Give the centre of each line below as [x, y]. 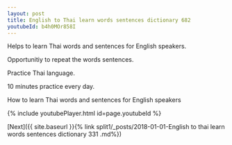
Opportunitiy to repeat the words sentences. [71, 60]
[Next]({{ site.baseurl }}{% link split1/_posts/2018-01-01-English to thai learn [116, 127]
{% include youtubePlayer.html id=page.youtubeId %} [84, 113]
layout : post [26, 14]
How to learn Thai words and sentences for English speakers [94, 100]
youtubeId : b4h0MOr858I [42, 26]
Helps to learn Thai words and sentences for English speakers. [97, 46]
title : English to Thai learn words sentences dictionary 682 [99, 20]
